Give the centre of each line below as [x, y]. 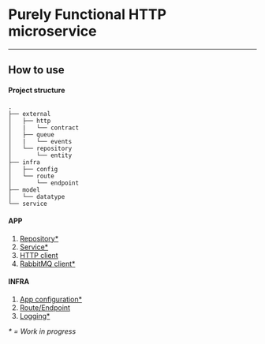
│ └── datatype [37, 196]
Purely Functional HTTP [88, 15]
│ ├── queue [32, 135]
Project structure [37, 90]
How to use [36, 70]
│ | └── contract [44, 128]
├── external [30, 114]
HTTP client [39, 255]
